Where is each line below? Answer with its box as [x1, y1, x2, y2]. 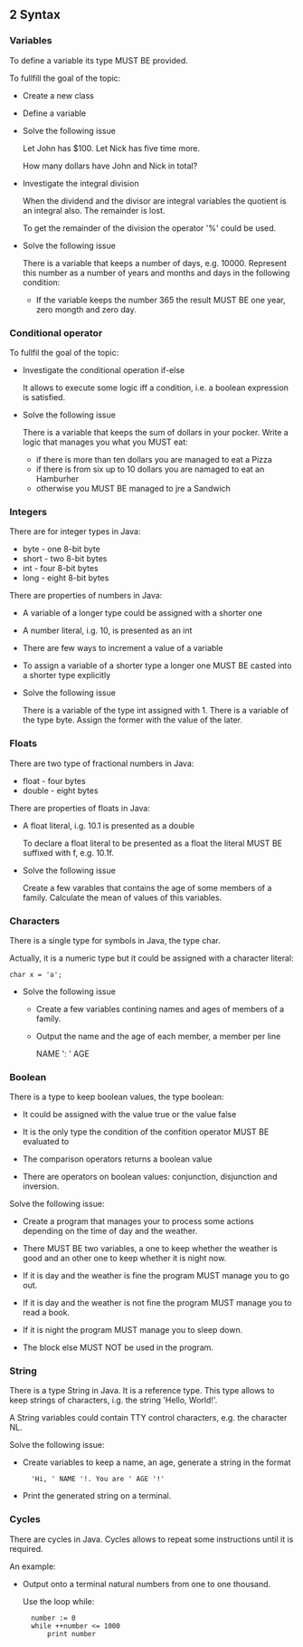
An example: [9, 1561, 56, 1572]
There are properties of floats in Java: [9, 802, 151, 813]
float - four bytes [22, 775, 86, 786]
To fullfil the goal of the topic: [9, 347, 119, 358]
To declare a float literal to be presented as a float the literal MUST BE [22, 838, 283, 848]
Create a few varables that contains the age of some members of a [22, 882, 272, 893]
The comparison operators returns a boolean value [22, 1154, 213, 1164]
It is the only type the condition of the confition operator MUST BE [22, 1126, 270, 1137]
